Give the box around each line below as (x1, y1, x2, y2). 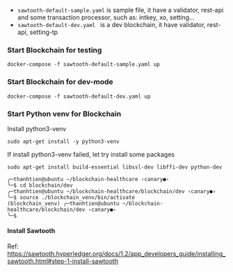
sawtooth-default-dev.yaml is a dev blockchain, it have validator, (17, 21, 206, 28)
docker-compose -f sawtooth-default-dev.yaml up (7, 93, 151, 100)
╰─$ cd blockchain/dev (7, 182, 73, 189)
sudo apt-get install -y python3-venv (7, 138, 120, 145)
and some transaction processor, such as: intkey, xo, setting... (17, 13, 195, 22)
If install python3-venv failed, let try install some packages (7, 150, 175, 158)
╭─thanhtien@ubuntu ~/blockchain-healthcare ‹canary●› (7, 176, 170, 182)
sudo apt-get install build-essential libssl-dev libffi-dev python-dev (7, 163, 223, 171)
